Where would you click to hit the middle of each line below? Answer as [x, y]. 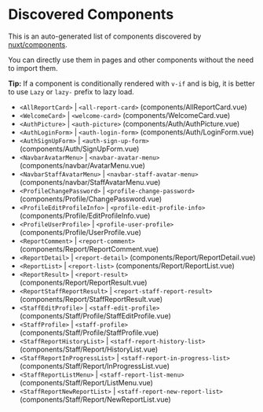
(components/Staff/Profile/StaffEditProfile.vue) [95, 315]
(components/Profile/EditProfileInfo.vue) [85, 215]
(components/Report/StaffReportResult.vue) [91, 299]
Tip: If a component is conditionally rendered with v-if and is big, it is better [131, 83]
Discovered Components [91, 15]
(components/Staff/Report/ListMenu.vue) [86, 382]
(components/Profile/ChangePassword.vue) [91, 199]
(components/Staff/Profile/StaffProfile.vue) [89, 333]
